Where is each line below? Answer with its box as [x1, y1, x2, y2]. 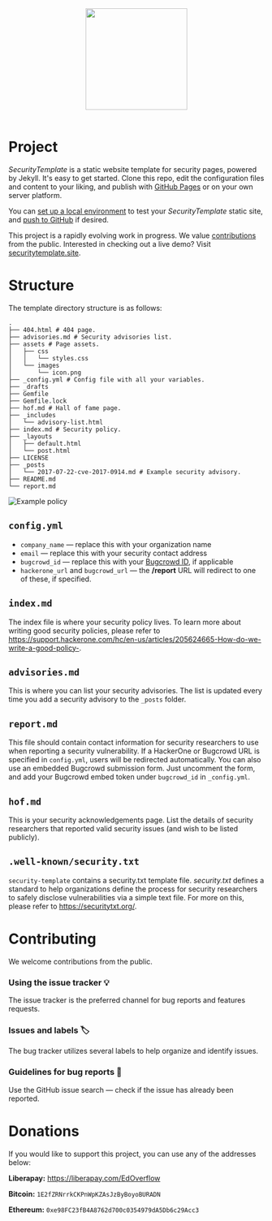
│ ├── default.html [8, 439, 82, 447]
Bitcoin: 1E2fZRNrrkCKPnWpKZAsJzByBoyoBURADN [8, 1189, 161, 1198]
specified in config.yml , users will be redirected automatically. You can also [8, 755, 261, 765]
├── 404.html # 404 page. [8, 326, 96, 334]
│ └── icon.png [8, 369, 82, 377]
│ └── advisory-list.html [8, 418, 104, 426]
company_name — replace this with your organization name [19, 539, 212, 549]
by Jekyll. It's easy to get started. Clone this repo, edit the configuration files [8, 173, 265, 183]
